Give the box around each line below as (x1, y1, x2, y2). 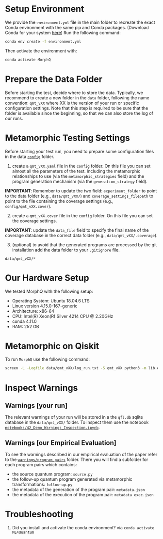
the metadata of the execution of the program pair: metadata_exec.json (12, 492, 154, 498)
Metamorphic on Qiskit (5, 340, 99, 351)
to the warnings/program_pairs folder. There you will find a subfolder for (5, 457, 148, 462)
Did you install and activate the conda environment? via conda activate (12, 525, 154, 531)
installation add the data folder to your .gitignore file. (12, 247, 120, 253)
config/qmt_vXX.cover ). (5, 203, 52, 209)
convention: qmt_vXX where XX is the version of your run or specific (5, 100, 139, 106)
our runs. (5, 115, 23, 121)
